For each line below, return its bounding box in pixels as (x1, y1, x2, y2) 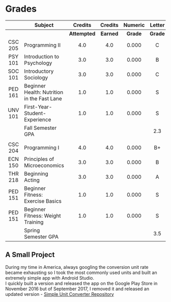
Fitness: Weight (24, 212, 61, 219)
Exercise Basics (24, 197, 62, 204)
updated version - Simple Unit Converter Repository (5, 291, 115, 297)
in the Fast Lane (24, 95, 62, 102)
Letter (150, 21, 165, 29)
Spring (24, 227, 40, 234)
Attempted (69, 30, 96, 37)
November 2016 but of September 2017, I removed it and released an (5, 286, 149, 292)
